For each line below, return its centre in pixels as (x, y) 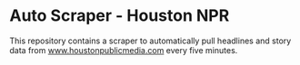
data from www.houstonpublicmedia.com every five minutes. (124, 50)
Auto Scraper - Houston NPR (120, 16)
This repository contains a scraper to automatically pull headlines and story (150, 41)
